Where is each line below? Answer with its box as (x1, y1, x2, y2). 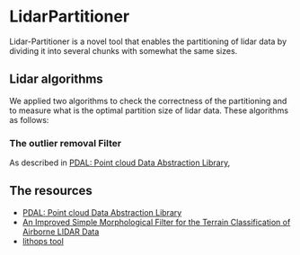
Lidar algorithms (9, 72, 103, 87)
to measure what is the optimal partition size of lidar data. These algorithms (9, 105, 289, 116)
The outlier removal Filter (9, 136, 122, 149)
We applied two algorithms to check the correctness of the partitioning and (9, 95, 287, 106)
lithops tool (22, 235, 65, 246)
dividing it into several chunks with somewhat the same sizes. (9, 45, 238, 56)
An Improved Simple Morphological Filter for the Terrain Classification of (22, 216, 291, 227)
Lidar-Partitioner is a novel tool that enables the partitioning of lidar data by (9, 36, 287, 47)
